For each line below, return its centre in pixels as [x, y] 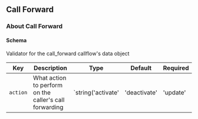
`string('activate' [96, 92]
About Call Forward [34, 26]
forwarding [48, 107]
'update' [174, 92]
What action [50, 77]
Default [141, 68]
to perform [48, 85]
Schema [16, 40]
